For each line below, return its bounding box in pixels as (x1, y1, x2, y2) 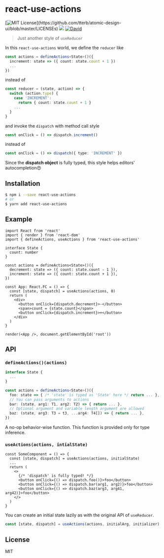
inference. (5, 430, 26, 435)
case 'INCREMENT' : (14, 96, 52, 101)
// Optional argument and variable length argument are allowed (9, 406, 144, 411)
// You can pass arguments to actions (9, 397, 90, 402)
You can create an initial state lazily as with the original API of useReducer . (5, 512, 154, 518)
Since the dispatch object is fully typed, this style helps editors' (5, 160, 135, 166)
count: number (9, 250, 38, 255)
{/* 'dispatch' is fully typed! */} (18, 473, 94, 479)
